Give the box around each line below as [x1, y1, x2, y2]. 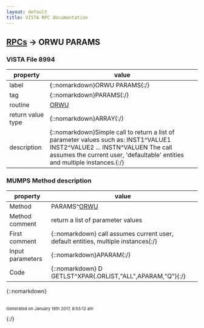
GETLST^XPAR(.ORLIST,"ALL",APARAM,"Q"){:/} [51, 272, 186, 281]
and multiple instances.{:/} [49, 158, 124, 167]
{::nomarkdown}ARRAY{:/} [49, 115, 124, 123]
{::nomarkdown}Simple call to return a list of [49, 128, 175, 136]
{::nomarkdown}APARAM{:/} [51, 251, 131, 259]
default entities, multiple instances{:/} [51, 237, 158, 246]
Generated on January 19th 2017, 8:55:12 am [6, 306, 94, 312]
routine [9, 101, 30, 109]
